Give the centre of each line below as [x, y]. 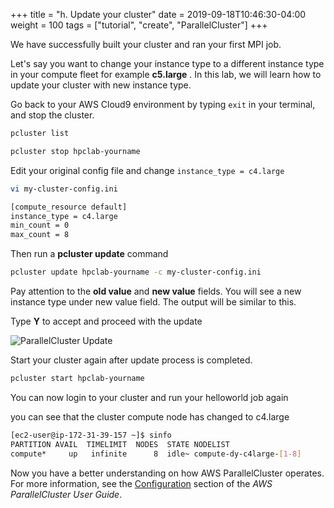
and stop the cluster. [52, 115]
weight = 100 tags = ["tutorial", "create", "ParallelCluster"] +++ [139, 25]
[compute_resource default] [69, 207]
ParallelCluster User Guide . [66, 494]
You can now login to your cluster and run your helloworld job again [149, 397]
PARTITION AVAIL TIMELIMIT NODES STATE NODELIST [120, 444]
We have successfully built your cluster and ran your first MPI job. [146, 44]
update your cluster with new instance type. [101, 85]
